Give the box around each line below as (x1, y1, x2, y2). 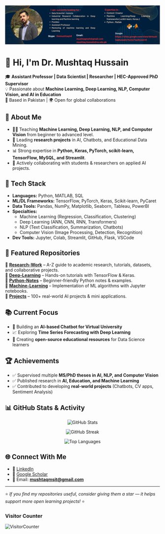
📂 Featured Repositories (5, 249, 80, 257)
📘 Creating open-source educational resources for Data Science (12, 337, 145, 343)
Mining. (12, 142, 28, 148)
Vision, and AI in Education (5, 91, 61, 97)
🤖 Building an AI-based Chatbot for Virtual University (12, 324, 123, 330)
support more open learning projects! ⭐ (5, 498, 85, 504)
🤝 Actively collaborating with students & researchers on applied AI (12, 160, 146, 166)
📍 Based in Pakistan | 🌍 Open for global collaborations (5, 97, 116, 103)
